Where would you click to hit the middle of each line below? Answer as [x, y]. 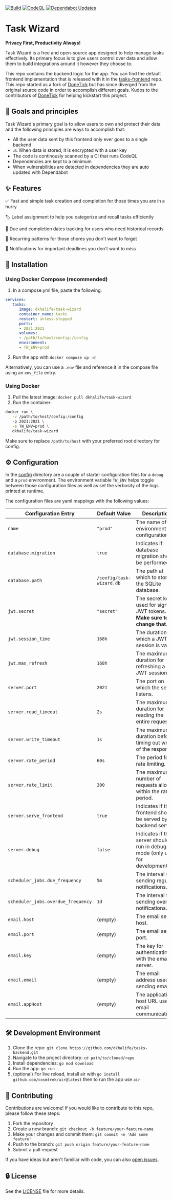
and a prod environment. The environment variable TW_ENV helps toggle [80, 480]
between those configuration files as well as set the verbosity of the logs [82, 486]
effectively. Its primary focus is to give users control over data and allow [81, 58]
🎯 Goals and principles [42, 112]
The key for [150, 946]
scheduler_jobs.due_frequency [45, 881]
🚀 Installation [27, 264]
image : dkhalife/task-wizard [50, 309]
